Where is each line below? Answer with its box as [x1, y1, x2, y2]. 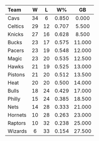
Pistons [7, 71, 25, 78]
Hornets [7, 112, 27, 118]
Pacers [7, 47, 24, 54]
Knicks [7, 31, 24, 38]
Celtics [7, 23, 24, 29]
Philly [7, 95, 21, 102]
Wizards [7, 128, 27, 135]
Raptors [7, 120, 26, 126]
